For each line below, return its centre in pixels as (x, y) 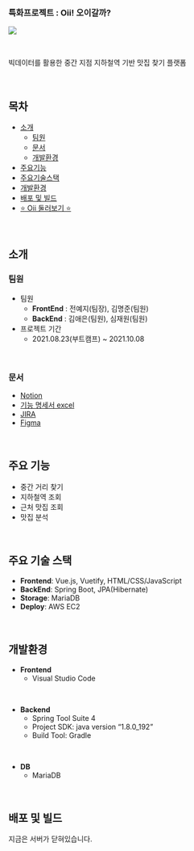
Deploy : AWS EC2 (50, 606)
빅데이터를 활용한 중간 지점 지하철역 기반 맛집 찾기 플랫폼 (97, 63)
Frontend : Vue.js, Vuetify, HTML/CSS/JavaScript (101, 580)
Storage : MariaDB (50, 598)
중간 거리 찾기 (41, 487)
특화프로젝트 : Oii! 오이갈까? (60, 12)
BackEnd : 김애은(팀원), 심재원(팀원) (90, 318)
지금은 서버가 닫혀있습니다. (50, 839)
